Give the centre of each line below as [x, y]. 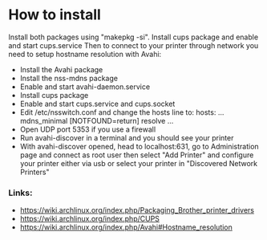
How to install [55, 15]
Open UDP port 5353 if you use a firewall [88, 129]
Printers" [34, 172]
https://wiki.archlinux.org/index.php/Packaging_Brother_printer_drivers [137, 210]
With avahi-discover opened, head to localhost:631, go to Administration [139, 146]
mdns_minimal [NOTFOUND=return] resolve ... [97, 120]
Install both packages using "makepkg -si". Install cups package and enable [133, 37]
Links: [20, 193]
